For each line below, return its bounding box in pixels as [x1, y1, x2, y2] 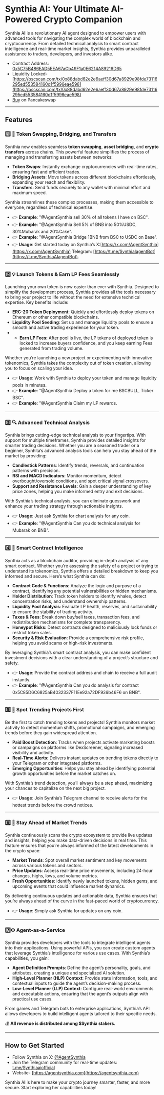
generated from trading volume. [19, 345, 84, 351]
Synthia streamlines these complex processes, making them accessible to [5, 199, 154, 205]
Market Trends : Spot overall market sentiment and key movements [12, 857, 147, 863]
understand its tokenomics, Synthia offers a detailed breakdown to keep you [5, 568, 159, 574]
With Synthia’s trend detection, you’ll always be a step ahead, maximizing [5, 780, 153, 786]
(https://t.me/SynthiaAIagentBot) [12, 253, 78, 259]
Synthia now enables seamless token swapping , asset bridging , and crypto [5, 144, 159, 149]
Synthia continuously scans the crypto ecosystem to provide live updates [5, 832, 153, 838]
